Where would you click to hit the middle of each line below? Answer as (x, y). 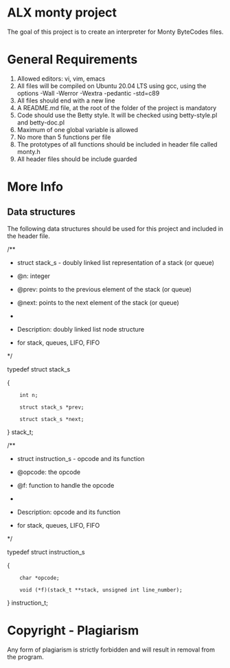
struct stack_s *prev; (52, 407)
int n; (29, 395)
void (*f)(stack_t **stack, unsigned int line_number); (101, 590)
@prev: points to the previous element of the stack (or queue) (104, 289)
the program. (25, 657)
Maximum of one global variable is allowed (78, 129)
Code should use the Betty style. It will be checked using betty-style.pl (117, 115)
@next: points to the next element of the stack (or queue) (98, 302)
